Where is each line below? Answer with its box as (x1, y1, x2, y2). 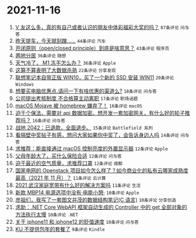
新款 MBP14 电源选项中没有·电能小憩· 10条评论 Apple (15, 189, 140, 196)
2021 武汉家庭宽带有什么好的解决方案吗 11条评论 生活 (15, 181, 141, 188)
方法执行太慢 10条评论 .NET (15, 210, 79, 217)
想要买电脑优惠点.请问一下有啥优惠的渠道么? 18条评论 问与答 (15, 87, 157, 94)
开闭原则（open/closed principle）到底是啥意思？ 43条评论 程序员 (15, 45, 170, 52)
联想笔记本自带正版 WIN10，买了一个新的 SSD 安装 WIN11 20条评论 (15, 74, 174, 81)
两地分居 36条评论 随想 (15, 52, 66, 59)
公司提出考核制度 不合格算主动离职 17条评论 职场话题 (15, 94, 138, 101)
